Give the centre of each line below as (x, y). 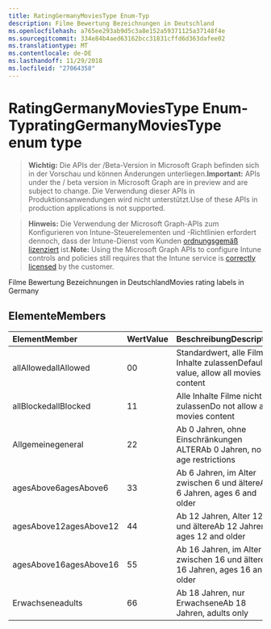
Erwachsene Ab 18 (211, 602)
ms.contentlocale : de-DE (50, 53)
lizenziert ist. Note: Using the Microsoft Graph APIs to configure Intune (145, 249)
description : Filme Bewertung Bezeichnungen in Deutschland (112, 23)
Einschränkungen (209, 439)
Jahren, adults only (212, 613)
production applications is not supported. (96, 208)
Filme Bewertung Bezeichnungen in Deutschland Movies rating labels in (126, 282)
